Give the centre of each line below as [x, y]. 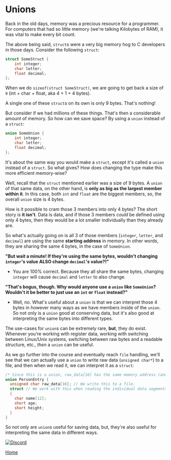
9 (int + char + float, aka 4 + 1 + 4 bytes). [48, 94]
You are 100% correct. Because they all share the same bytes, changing [88, 271]
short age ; [26, 403]
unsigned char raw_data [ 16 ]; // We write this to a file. [73, 384]
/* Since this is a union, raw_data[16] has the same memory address [81, 375]
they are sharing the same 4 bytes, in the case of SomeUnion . [68, 246]
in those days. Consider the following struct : [52, 50]
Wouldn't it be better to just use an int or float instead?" [67, 292]
